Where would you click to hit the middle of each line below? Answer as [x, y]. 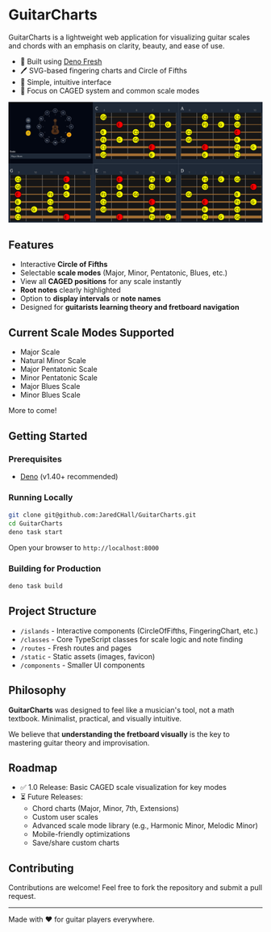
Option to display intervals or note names [90, 299]
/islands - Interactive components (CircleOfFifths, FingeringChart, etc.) [139, 630]
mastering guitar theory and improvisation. [79, 742]
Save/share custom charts [75, 843]
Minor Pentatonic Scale [59, 378]
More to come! [33, 411]
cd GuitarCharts [35, 524]
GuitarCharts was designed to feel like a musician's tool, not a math [121, 710]
